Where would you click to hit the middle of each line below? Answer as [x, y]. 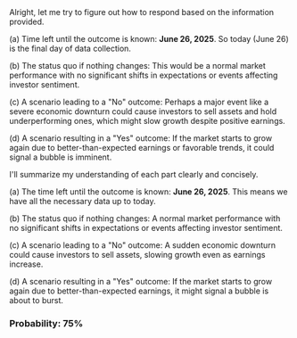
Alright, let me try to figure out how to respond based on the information [142, 12]
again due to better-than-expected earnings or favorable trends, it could [142, 148]
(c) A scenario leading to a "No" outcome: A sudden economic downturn [143, 245]
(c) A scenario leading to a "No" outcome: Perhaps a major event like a [139, 102]
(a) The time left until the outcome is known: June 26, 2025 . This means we [148, 192]
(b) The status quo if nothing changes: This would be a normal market [137, 66]
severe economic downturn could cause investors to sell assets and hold [143, 111]
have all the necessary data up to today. [82, 201]
